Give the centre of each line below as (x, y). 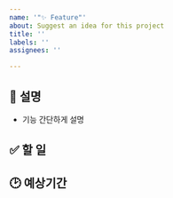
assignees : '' (35, 51)
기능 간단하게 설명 (53, 119)
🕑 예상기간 (38, 183)
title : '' (28, 34)
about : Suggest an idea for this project (87, 26)
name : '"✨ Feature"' (48, 17)
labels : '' (29, 42)
